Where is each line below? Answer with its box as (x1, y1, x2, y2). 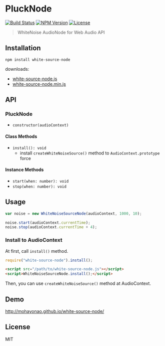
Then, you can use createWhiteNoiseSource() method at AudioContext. (5, 280, 151, 286)
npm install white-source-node (5, 57, 70, 62)
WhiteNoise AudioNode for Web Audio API (17, 29, 105, 35)
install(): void (12, 145, 46, 150)
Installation (5, 44, 41, 53)
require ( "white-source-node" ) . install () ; (5, 258, 93, 263)
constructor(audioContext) (12, 123, 69, 128)
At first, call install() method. (5, 248, 68, 254)
